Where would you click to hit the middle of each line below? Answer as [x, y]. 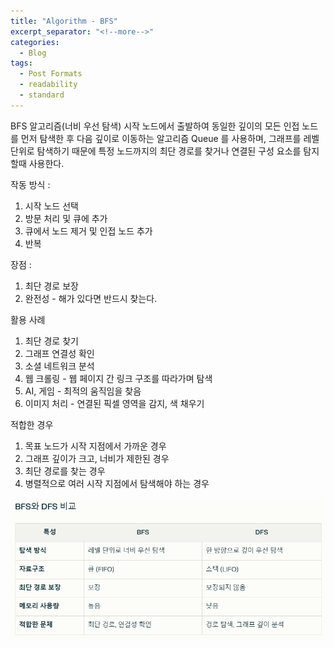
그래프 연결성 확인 [59, 353]
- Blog [33, 53]
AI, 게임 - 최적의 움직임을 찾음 [83, 391]
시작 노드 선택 [51, 206]
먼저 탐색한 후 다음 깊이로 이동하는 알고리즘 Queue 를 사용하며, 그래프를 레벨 [170, 138]
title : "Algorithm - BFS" [64, 21]
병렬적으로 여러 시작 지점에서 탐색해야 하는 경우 [117, 483]
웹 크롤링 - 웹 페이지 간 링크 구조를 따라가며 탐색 [118, 378]
